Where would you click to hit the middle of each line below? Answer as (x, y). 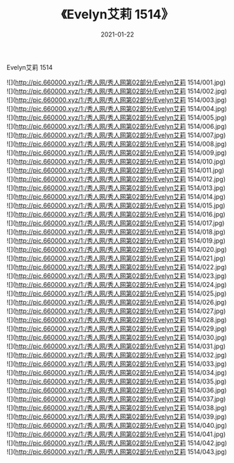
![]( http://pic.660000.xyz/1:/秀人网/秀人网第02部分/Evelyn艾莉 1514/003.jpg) (117, 100)
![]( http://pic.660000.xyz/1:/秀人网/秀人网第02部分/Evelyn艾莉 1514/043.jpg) (117, 452)
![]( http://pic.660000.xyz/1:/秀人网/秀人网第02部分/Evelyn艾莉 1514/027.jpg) (116, 311)
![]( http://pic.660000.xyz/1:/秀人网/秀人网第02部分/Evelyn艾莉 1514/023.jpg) (117, 276)
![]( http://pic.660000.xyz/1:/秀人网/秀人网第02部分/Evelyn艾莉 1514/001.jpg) (116, 82)
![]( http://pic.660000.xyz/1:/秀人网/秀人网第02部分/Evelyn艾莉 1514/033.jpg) (117, 364)
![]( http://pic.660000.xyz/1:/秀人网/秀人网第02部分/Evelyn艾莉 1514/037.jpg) (116, 399)
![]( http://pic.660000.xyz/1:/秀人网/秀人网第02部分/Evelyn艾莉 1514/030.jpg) (117, 337)
